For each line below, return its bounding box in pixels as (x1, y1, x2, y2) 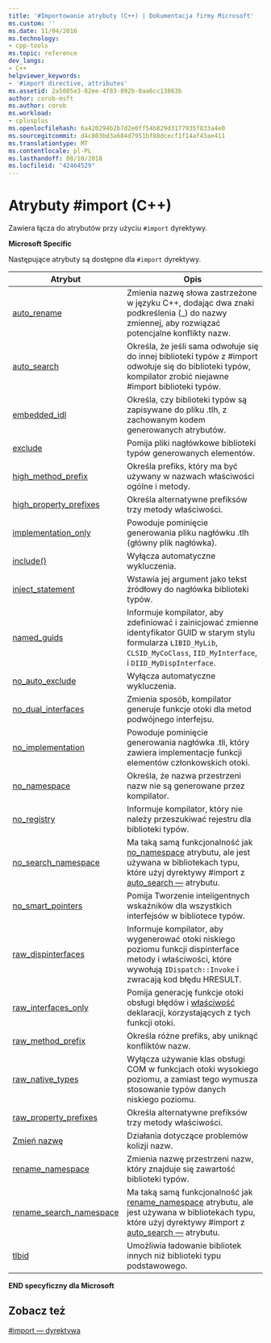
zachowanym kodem (126, 415, 206, 426)
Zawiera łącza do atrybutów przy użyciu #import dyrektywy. (8, 223, 208, 233)
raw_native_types (12, 1074, 79, 1085)
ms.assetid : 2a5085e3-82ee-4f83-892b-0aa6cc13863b (8, 86, 182, 95)
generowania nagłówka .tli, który (126, 737, 250, 749)
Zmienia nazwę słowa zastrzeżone (126, 287, 257, 298)
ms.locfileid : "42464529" (8, 162, 95, 170)
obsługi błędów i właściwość (126, 997, 236, 1008)
